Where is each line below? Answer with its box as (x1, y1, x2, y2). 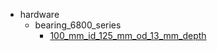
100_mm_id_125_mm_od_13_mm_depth (49, 30, 207, 41)
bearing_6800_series (34, 19, 122, 31)
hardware (19, 9, 60, 20)
